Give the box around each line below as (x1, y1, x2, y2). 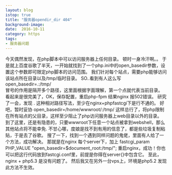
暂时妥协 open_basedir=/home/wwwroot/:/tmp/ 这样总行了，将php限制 (14, 106, 164, 112)
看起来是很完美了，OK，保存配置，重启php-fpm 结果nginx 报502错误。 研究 (5, 93, 167, 99)
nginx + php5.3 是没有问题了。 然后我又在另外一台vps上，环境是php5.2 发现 (5, 157, 167, 164)
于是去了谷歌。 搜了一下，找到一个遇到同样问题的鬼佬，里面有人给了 (14, 132, 160, 138)
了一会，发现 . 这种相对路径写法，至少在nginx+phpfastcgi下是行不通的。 (5, 100, 159, 106)
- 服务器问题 (5, 41, 29, 46)
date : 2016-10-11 (5, 27, 45, 32)
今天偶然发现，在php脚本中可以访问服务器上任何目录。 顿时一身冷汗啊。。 (5, 56, 161, 62)
